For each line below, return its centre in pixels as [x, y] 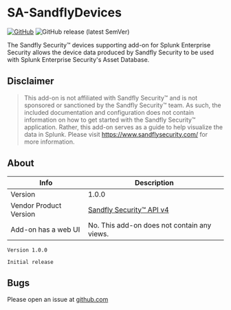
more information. [49, 142]
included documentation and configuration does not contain [109, 112]
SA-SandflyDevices [65, 13]
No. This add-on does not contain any [150, 225]
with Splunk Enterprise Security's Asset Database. [78, 59]
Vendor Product [36, 206]
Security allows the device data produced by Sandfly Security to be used [111, 52]
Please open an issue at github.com [58, 300]
